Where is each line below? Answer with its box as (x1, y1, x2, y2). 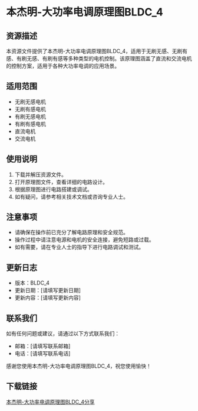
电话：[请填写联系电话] (14, 350, 71, 357)
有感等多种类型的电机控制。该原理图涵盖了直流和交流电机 (52, 55, 192, 62)
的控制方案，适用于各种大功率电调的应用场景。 (6, 63, 120, 69)
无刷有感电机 (14, 105, 46, 112)
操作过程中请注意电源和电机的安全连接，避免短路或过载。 (14, 236, 154, 243)
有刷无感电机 (14, 113, 46, 120)
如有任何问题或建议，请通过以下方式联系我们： (6, 330, 120, 337)
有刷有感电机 (14, 120, 46, 127)
